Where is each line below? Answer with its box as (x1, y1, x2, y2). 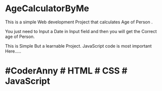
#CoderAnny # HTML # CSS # (5, 65, 128, 76)
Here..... (5, 48, 21, 54)
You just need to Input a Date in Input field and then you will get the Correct (5, 28, 157, 34)
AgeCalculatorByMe (5, 3, 90, 14)
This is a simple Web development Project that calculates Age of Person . (5, 19, 153, 25)
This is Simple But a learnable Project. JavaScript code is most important (5, 43, 152, 49)
